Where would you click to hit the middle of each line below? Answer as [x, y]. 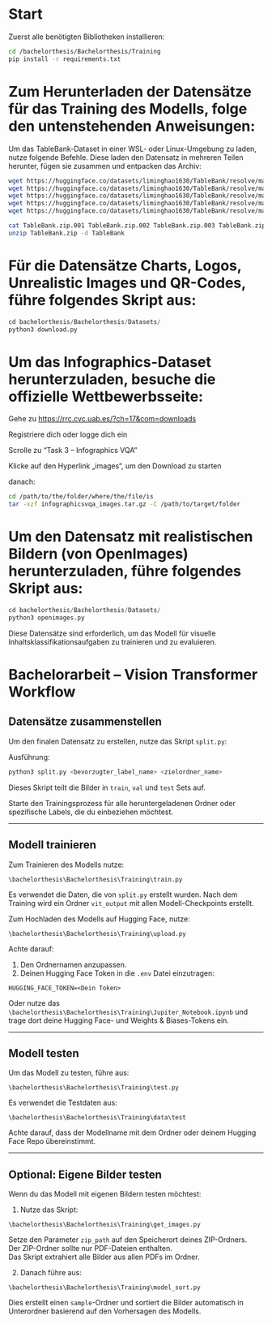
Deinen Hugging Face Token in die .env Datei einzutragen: [117, 973]
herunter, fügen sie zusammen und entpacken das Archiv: [105, 166]
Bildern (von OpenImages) [98, 554]
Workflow [42, 692]
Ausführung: [29, 757]
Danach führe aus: [51, 1273]
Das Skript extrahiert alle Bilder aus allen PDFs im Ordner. [104, 1257]
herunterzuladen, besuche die [112, 379]
